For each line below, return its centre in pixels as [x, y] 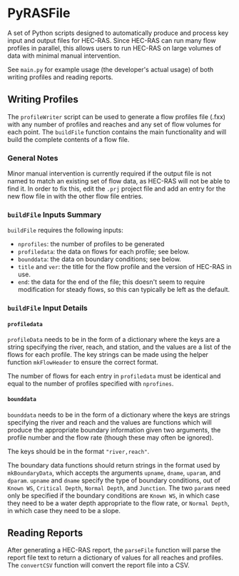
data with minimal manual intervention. [64, 56]
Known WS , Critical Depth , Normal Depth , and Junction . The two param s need [119, 487]
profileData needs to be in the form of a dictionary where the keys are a [114, 340]
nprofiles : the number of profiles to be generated [91, 244]
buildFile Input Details [47, 308]
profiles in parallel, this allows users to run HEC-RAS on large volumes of [114, 48]
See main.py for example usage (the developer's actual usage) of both [111, 69]
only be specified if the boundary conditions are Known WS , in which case [113, 495]
